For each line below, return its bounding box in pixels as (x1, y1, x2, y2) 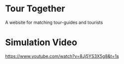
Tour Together (5, 3, 65, 14)
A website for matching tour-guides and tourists (5, 19, 103, 25)
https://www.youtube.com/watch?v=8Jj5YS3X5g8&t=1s (5, 53, 119, 59)
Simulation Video (5, 37, 77, 48)
